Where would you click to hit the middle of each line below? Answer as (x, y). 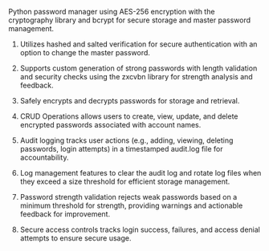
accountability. (44, 157)
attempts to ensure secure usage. (75, 238)
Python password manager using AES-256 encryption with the (112, 12)
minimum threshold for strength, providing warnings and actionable (131, 205)
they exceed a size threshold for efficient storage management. (125, 181)
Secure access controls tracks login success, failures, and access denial (140, 229)
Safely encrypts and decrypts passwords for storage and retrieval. (130, 101)
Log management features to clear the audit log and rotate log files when (141, 173)
